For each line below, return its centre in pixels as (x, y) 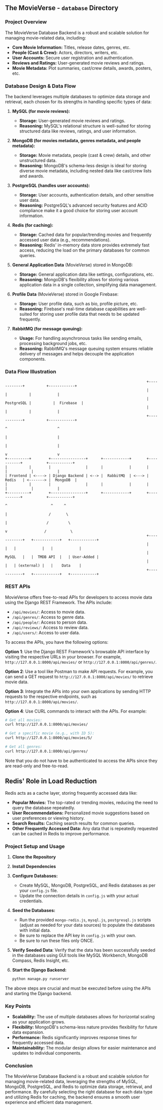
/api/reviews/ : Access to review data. (50, 627)
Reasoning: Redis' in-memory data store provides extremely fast (84, 245)
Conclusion (19, 1066)
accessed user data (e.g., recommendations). (65, 239)
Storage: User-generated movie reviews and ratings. (72, 120)
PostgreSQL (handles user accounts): (51, 185)
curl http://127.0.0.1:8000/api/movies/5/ (49, 738)
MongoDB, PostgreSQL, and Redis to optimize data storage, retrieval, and (79, 1087)
